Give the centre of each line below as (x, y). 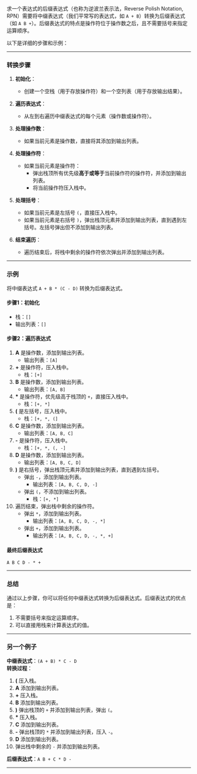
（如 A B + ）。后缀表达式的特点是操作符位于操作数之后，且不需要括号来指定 (97, 23)
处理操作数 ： (30, 129)
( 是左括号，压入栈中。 (43, 411)
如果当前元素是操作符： (52, 166)
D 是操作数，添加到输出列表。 (51, 455)
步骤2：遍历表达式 (29, 339)
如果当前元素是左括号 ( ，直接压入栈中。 (72, 213)
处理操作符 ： (30, 153)
